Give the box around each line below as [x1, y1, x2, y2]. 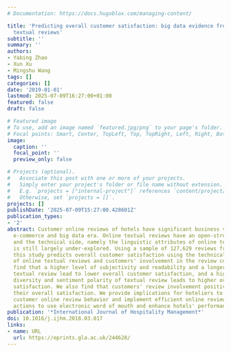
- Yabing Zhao [7, 54, 48, 62]
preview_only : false [13, 156, 72, 163]
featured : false [7, 99, 54, 106]
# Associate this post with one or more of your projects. [7, 175, 186, 182]
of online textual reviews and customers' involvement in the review [13, 258, 217, 265]
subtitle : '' [7, 35, 45, 42]
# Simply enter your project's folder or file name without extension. [7, 181, 223, 188]
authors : [7, 48, 32, 55]
